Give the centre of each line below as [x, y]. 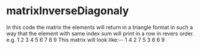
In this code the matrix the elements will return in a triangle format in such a [100, 27]
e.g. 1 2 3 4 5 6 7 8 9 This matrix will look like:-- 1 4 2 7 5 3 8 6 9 [86, 40]
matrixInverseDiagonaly [68, 11]
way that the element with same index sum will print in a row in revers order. [100, 33]
